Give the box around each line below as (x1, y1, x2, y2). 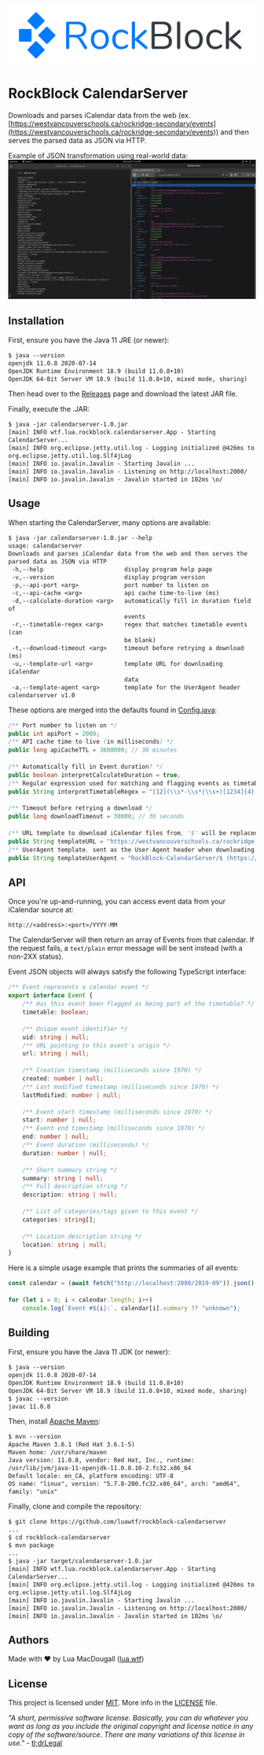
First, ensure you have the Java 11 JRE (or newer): (8, 335, 170, 345)
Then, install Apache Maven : (8, 1416, 101, 1426)
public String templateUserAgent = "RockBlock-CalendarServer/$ (8, 854, 223, 862)
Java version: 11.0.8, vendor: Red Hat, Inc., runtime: (8, 1456, 195, 1464)
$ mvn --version (8, 1432, 61, 1440)
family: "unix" (8, 1487, 58, 1495)
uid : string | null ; (22, 1033, 90, 1041)
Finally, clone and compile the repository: (8, 1502, 141, 1511)
